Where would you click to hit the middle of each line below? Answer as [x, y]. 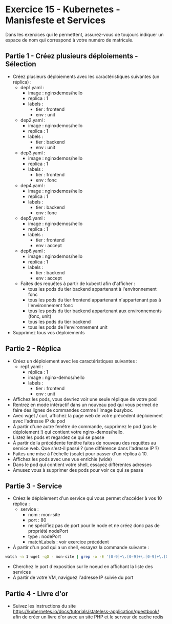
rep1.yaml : [32, 366]
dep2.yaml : [33, 120]
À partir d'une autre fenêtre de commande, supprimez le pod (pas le [85, 426]
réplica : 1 [38, 372]
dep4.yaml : [33, 185]
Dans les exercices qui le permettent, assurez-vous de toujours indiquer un [84, 34]
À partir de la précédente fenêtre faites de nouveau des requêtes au [84, 442]
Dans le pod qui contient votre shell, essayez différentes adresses [82, 465]
